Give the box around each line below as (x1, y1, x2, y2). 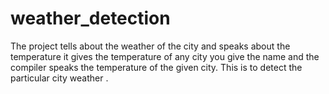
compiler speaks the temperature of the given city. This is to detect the (10, 61, 303, 73)
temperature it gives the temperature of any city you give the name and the (10, 50, 320, 62)
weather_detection (10, 7, 171, 30)
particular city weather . (10, 72, 109, 84)
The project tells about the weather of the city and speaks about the (10, 40, 291, 52)
